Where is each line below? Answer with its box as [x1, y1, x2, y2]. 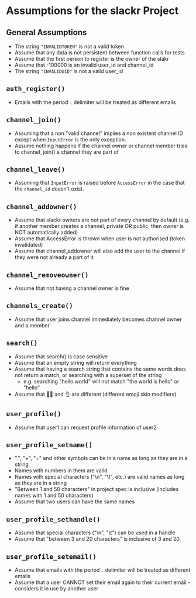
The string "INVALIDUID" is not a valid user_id [14, 68, 123, 74]
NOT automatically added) [14, 229, 78, 236]
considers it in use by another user [14, 585, 98, 592]
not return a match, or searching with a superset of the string [14, 371, 162, 378]
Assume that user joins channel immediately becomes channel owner [14, 316, 183, 323]
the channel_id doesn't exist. [14, 185, 84, 192]
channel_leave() [6, 165, 66, 174]
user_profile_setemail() [6, 552, 97, 561]
